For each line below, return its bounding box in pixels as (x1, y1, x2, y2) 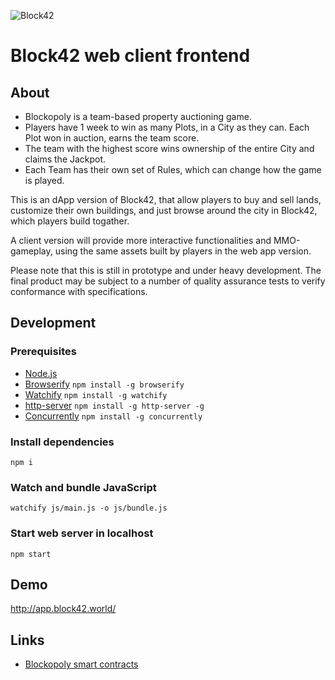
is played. (24, 175, 65, 186)
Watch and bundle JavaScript (10, 480, 157, 494)
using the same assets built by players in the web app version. (54, 245, 312, 257)
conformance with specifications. (10, 286, 148, 297)
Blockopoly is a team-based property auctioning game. (24, 111, 252, 122)
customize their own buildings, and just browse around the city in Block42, (10, 205, 318, 216)
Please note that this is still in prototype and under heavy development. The (10, 265, 322, 276)
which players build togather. (10, 215, 130, 227)
